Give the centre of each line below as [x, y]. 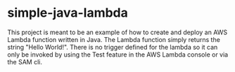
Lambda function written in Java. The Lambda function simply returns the [114, 39]
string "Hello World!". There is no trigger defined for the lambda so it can [113, 47]
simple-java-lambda [68, 13]
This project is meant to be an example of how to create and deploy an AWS [118, 32]
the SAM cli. [25, 62]
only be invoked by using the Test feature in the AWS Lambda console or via [118, 55]
